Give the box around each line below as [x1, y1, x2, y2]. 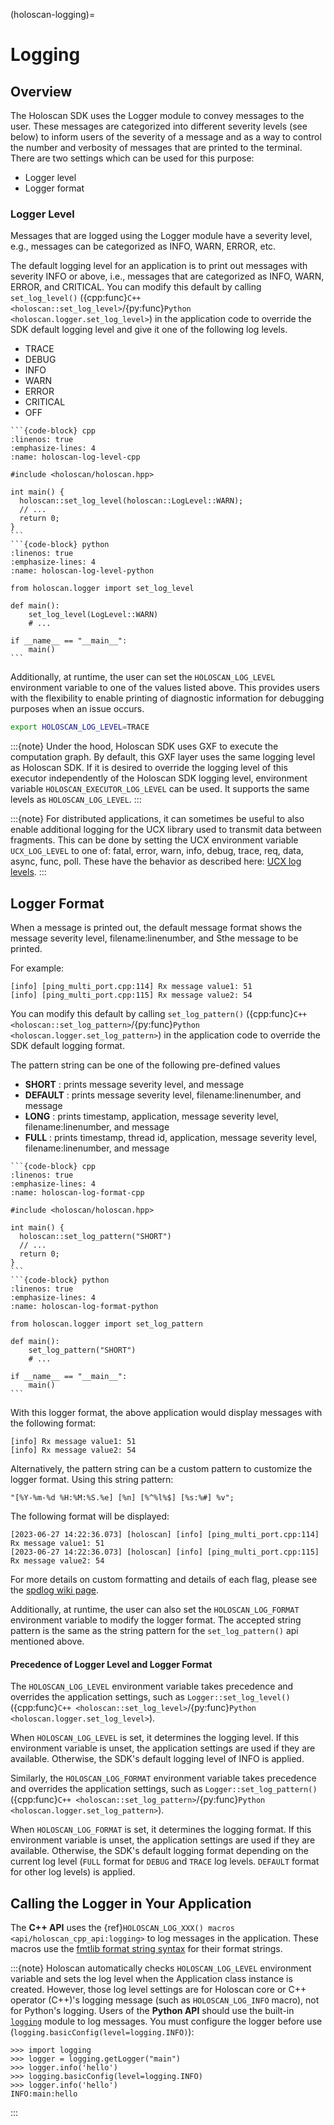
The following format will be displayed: [10, 1510, 170, 1522]
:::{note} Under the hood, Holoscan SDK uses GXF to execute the [10, 740, 279, 753]
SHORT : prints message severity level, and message [24, 1078, 245, 1090]
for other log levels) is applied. [10, 1866, 136, 1878]
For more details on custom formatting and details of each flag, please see [10, 1573, 318, 1585]
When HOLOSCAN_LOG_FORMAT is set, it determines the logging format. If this [10, 1824, 312, 1836]
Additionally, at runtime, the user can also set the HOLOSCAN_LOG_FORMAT [10, 1603, 300, 1615]
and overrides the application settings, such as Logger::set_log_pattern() [10, 1783, 318, 1795]
